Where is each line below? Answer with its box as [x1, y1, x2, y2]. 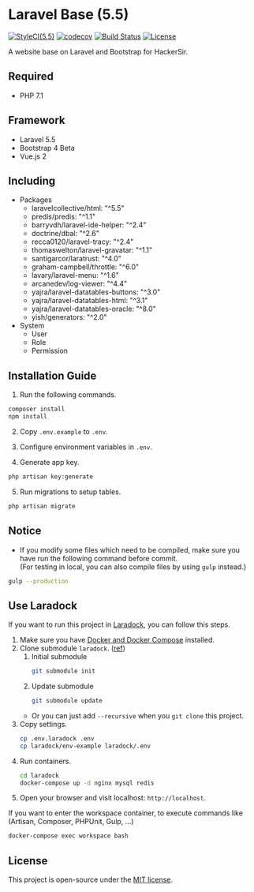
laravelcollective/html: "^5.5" [31, 204, 125, 213]
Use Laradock [8, 598, 77, 613]
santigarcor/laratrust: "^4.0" [31, 254, 122, 264]
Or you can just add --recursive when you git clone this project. [31, 710, 245, 720]
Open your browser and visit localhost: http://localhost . [19, 793, 207, 803]
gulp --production [8, 577, 69, 585]
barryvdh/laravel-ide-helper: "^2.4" [31, 220, 147, 230]
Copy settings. [19, 719, 67, 729]
